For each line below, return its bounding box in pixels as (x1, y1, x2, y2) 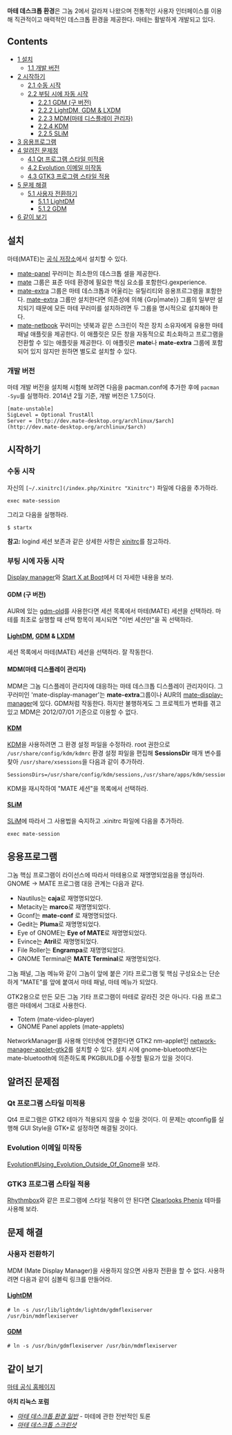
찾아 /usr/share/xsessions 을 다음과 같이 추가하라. (7, 757, 145, 766)
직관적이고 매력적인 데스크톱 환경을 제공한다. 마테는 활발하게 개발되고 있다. (14, 15, 215, 24)
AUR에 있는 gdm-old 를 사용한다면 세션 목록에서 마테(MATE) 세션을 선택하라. (7, 607, 214, 615)
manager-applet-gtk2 (7, 1045, 68, 1053)
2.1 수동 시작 (27, 81, 61, 89)
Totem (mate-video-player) (17, 1015, 95, 1023)
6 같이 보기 (17, 212, 47, 221)
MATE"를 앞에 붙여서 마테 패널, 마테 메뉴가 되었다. (23, 977, 158, 986)
